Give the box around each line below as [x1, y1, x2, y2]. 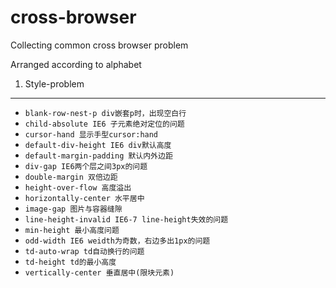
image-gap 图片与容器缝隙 [24, 204, 123, 214]
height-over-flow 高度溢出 [24, 182, 132, 193]
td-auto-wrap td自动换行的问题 [24, 246, 145, 256]
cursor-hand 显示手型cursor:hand [24, 129, 159, 140]
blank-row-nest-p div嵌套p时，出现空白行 [24, 108, 187, 118]
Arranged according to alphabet [10, 58, 142, 70]
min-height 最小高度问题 [24, 225, 120, 235]
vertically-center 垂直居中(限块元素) [24, 267, 175, 278]
